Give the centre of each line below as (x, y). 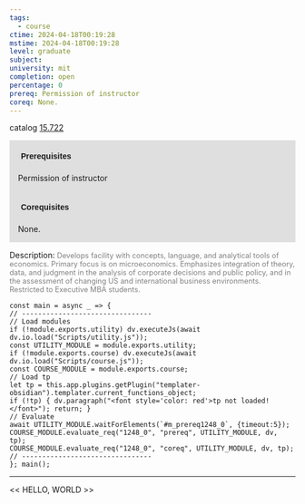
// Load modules (40, 322)
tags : (20, 18)
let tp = (26, 385)
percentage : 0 (36, 85)
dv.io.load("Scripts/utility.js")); (79, 338)
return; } (73, 409)
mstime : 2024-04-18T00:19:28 (64, 43)
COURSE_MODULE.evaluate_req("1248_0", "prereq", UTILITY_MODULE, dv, (144, 433)
